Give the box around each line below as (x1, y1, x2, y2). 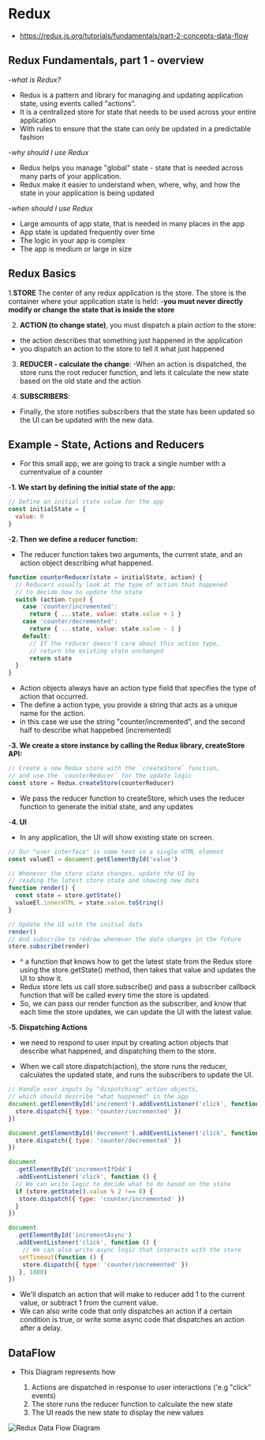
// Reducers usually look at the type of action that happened (15, 581, 227, 589)
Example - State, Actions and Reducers (8, 438, 205, 451)
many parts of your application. (19, 171, 122, 180)
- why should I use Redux (8, 147, 89, 157)
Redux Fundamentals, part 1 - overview (8, 54, 204, 67)
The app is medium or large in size (19, 244, 132, 253)
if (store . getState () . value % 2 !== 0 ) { (15, 1188, 154, 1196)
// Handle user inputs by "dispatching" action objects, (8, 1086, 200, 1093)
